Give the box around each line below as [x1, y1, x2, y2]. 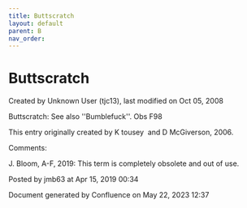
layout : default [8, 19, 63, 28]
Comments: [8, 143, 47, 153]
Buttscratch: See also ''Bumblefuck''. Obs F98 [8, 112, 162, 121]
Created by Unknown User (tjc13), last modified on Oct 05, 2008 [8, 96, 223, 106]
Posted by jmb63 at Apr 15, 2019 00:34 [8, 175, 139, 185]
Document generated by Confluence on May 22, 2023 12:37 [8, 190, 210, 200]
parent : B [8, 27, 42, 35]
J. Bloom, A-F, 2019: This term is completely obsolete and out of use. [8, 159, 240, 168]
